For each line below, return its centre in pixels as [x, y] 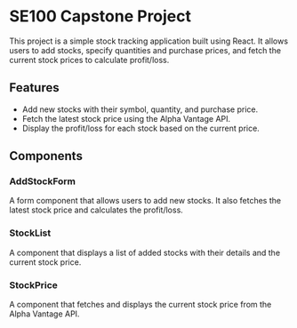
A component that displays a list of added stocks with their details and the [145, 252]
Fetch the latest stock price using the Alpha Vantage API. [126, 118]
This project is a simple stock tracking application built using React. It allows [149, 41]
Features [34, 88]
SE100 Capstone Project [100, 16]
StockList [30, 233]
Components [46, 156]
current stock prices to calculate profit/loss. [89, 60]
